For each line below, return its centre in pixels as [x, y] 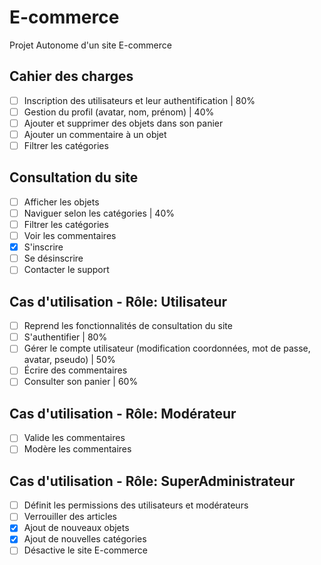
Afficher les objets [61, 202]
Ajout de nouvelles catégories [85, 539]
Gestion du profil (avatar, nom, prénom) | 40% [119, 112]
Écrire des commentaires [75, 370]
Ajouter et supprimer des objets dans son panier [123, 123]
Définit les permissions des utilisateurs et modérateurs [136, 505]
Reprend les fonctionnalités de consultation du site [128, 326]
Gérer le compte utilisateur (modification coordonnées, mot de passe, [167, 348]
